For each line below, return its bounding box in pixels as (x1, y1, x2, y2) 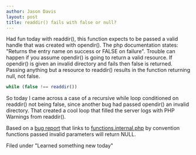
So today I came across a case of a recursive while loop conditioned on (6, 95, 179, 102)
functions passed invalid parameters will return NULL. (6, 131, 136, 138)
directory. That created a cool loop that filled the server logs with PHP (6, 107, 175, 114)
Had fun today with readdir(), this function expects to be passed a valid (6, 36, 178, 43)
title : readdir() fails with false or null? (6, 19, 117, 25)
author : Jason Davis (6, 8, 57, 15)
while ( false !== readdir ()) (6, 84, 77, 90)
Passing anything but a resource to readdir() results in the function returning (6, 67, 191, 74)
